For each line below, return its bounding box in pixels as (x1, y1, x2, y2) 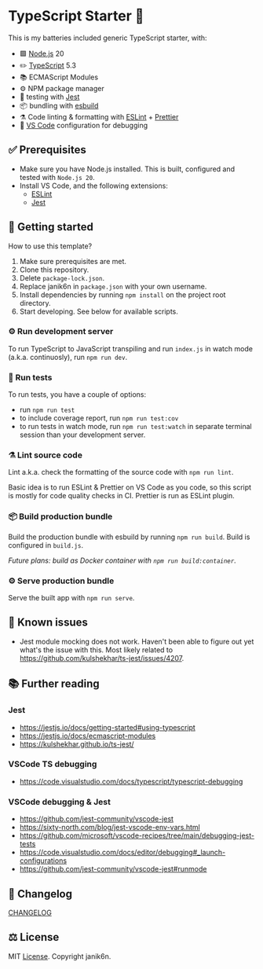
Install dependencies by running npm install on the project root (19, 290, 226, 299)
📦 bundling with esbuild (19, 101, 99, 110)
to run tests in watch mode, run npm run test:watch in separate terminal (19, 422, 253, 431)
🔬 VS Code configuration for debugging (19, 120, 148, 130)
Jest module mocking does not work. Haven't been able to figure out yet (19, 637, 254, 646)
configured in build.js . (8, 540, 84, 549)
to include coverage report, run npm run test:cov (19, 413, 179, 423)
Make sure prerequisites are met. (19, 256, 127, 266)
